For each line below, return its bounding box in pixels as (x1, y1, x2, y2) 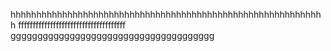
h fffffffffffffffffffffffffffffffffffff (10, 19, 127, 31)
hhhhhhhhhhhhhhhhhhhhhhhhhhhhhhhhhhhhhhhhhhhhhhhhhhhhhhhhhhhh (10, 9, 322, 20)
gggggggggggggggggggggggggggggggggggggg (10, 30, 215, 41)
